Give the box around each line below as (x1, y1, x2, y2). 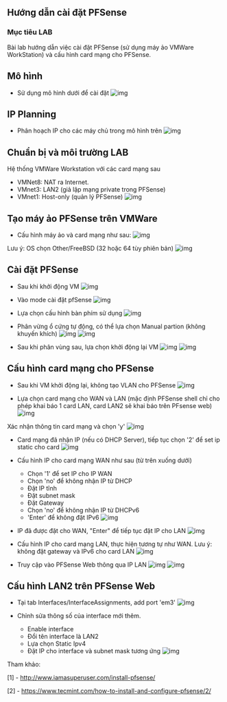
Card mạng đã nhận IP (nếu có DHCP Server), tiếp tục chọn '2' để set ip (16, 435, 221, 444)
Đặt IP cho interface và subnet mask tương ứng (27, 647, 161, 655)
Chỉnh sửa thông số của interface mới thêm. (16, 612, 141, 620)
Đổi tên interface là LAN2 (27, 633, 99, 641)
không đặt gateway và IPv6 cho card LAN (16, 547, 135, 555)
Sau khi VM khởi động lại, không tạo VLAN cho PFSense (16, 381, 176, 389)
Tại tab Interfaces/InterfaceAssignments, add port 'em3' (16, 598, 176, 607)
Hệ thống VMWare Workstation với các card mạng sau (7, 165, 161, 173)
